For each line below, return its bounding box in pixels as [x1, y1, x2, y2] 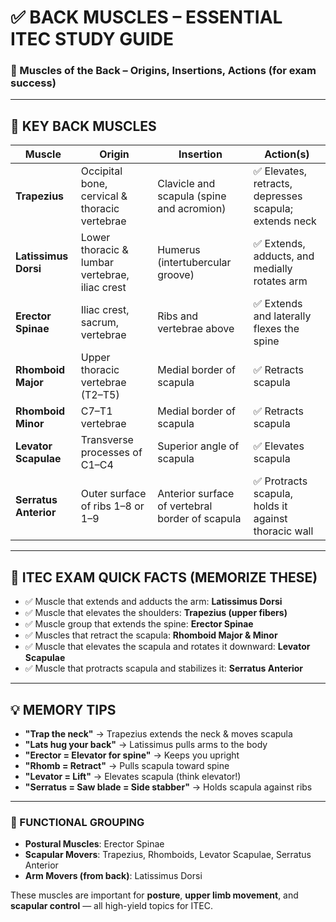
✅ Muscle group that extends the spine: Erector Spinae [24, 618, 254, 630]
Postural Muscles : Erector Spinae [24, 838, 165, 850]
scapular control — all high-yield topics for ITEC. [10, 900, 213, 912]
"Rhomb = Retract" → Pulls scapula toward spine [24, 759, 230, 771]
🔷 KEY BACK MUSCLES [10, 117, 157, 135]
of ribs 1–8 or [80, 499, 145, 513]
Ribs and [157, 309, 199, 323]
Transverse [80, 433, 134, 447]
